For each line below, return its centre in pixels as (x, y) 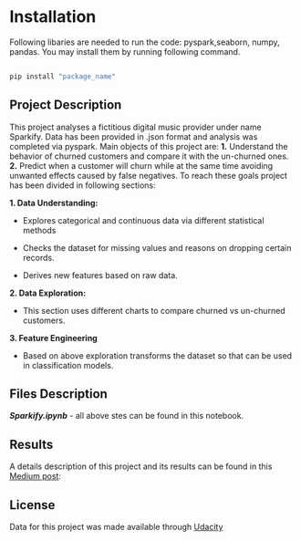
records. (38, 257)
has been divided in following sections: (83, 185)
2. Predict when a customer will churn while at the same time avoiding (141, 165)
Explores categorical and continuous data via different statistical (143, 220)
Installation (53, 17)
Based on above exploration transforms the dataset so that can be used (157, 355)
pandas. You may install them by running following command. (125, 51)
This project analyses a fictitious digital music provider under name (135, 127)
